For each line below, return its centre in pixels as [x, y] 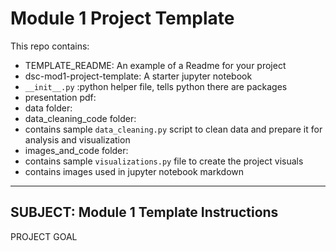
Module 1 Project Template [122, 18]
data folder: [48, 108]
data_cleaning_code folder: [80, 118]
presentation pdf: [60, 97]
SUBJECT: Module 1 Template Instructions [144, 212]
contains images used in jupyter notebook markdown [134, 171]
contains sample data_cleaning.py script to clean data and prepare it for [173, 129]
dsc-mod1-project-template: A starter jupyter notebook [138, 76]
